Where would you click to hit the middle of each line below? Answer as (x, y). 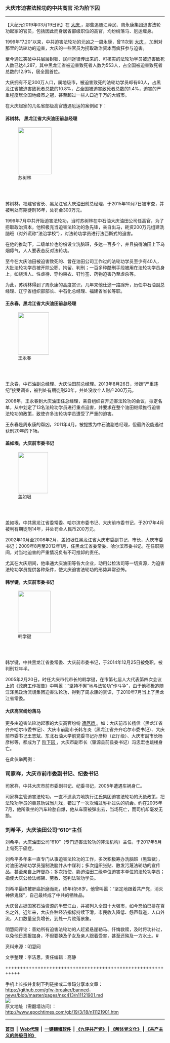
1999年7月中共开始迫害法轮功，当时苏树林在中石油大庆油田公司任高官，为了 (85, 220)
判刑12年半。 (19, 669)
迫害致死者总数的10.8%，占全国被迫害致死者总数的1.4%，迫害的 (90, 89)
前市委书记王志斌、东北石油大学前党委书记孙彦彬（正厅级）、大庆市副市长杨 (84, 736)
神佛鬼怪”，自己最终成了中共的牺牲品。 (46, 895)
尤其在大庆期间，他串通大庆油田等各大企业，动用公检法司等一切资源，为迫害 (85, 563)
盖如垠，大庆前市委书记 (30, 443)
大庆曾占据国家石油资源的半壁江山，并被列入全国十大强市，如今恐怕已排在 (83, 906)
